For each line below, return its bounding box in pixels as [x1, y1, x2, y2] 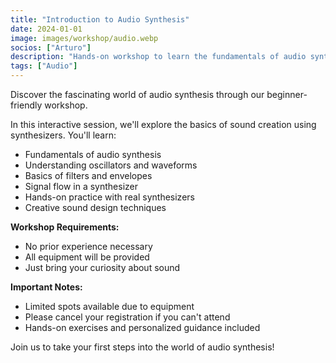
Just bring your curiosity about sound [24, 262, 181, 273]
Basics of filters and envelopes [24, 170, 153, 181]
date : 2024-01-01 [10, 24, 83, 34]
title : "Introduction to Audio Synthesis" [10, 14, 190, 25]
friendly [10, 99, 43, 111]
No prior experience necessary [24, 241, 153, 252]
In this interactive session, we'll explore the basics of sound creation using [10, 119, 317, 130]
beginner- [266, 89, 308, 100]
